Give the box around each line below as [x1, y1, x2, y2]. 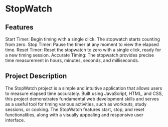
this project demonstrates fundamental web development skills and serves [5, 95, 159, 101]
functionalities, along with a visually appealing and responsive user [5, 111, 144, 117]
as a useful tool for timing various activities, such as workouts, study [5, 101, 147, 107]
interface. [5, 117, 25, 123]
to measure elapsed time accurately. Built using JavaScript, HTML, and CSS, [5, 90, 163, 96]
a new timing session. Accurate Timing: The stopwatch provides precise [5, 52, 154, 58]
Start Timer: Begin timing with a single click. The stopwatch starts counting [5, 36, 160, 42]
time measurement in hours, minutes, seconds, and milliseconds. [5, 57, 139, 63]
